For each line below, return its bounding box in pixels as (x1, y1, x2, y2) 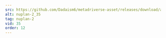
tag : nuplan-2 (5, 16, 35, 21)
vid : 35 (5, 21, 21, 26)
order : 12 (5, 26, 26, 31)
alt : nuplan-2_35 (5, 12, 41, 17)
